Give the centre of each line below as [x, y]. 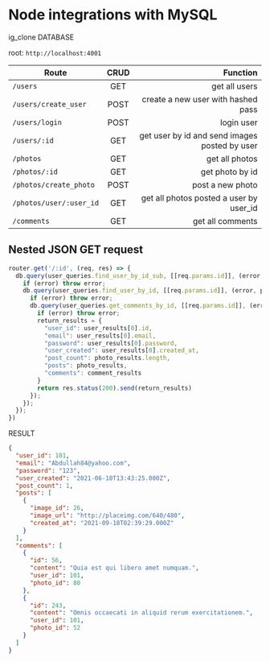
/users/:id [33, 140]
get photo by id [229, 172]
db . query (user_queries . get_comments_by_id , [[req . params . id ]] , [138, 306]
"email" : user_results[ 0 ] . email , [100, 336]
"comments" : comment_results [93, 373]
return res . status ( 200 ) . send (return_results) [115, 388]
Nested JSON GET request [76, 250]
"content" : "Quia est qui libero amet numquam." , [114, 568]
